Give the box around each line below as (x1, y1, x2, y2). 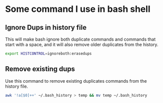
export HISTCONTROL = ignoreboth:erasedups (5, 51, 92, 56)
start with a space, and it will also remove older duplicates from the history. (5, 42, 159, 48)
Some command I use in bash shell (5, 3, 151, 15)
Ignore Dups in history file (5, 23, 87, 32)
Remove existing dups (5, 65, 75, 73)
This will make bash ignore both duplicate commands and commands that (5, 36, 156, 42)
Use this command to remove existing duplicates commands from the (5, 78, 147, 84)
